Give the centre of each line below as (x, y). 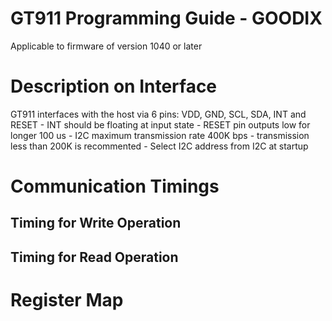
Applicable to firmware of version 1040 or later (106, 46)
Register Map (67, 300)
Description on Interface (114, 86)
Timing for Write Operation (96, 223)
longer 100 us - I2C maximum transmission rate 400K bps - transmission (160, 135)
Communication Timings (115, 186)
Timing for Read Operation (94, 257)
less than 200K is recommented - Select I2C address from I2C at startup (159, 146)
